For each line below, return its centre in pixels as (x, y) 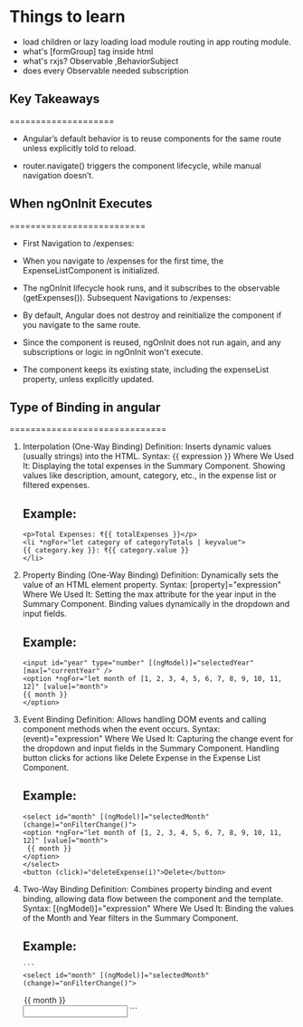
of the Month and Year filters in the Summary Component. (130, 917)
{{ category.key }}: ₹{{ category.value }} (106, 551)
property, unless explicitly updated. (88, 379)
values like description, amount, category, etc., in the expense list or (150, 475)
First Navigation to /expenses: (78, 243)
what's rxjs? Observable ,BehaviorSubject (100, 61)
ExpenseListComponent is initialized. (91, 270)
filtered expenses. (56, 485)
